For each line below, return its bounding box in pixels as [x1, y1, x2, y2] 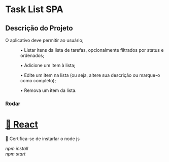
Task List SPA [5, 4, 63, 15]
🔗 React [5, 119, 38, 131]
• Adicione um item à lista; [20, 62, 76, 68]
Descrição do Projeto [5, 24, 73, 33]
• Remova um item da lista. [20, 87, 77, 93]
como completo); [20, 78, 56, 83]
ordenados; [20, 52, 45, 58]
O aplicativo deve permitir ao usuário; [5, 37, 84, 43]
